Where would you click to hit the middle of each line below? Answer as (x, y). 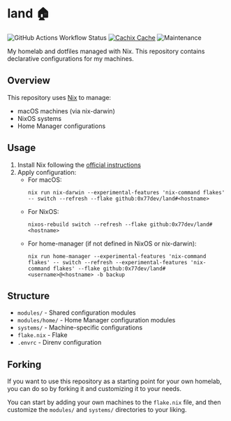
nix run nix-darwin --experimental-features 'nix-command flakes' (126, 192)
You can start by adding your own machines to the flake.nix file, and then (114, 402)
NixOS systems (39, 118)
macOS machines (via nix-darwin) (66, 111)
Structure (29, 295)
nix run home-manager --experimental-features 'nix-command (117, 256)
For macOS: (45, 180)
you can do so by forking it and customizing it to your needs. (95, 389)
